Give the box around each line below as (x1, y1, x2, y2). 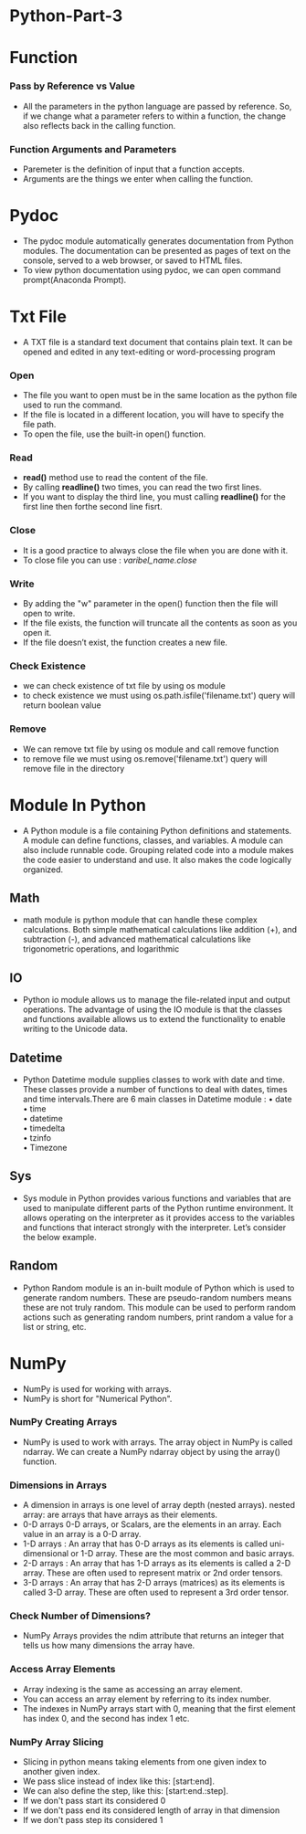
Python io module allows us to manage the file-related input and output (22, 995, 290, 1006)
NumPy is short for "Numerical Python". (22, 1393, 173, 1404)
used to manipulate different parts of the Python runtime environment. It (22, 1202, 294, 1213)
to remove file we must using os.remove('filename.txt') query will (22, 753, 268, 764)
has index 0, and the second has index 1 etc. (22, 1713, 190, 1723)
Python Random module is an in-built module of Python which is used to (22, 1282, 295, 1293)
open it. (22, 627, 52, 638)
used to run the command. (22, 399, 123, 411)
